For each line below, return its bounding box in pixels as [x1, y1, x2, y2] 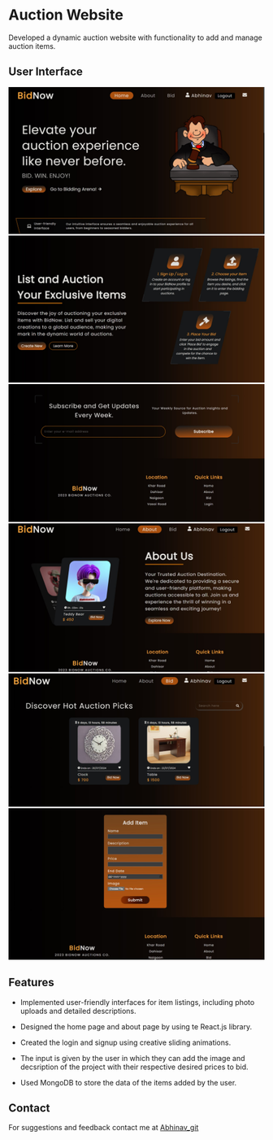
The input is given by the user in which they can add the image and [19, 1053, 245, 1063]
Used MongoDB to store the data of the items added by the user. [19, 1077, 237, 1087]
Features [8, 976, 54, 989]
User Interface [8, 65, 84, 79]
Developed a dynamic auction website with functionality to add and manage [8, 33, 262, 42]
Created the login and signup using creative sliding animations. [19, 1037, 232, 1047]
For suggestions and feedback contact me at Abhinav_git [8, 1123, 199, 1133]
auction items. [8, 41, 56, 50]
